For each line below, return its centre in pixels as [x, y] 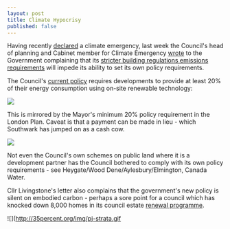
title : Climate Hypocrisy [44, 20]
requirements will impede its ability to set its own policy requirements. [106, 68]
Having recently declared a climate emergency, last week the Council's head [115, 46]
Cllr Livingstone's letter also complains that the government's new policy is [113, 190]
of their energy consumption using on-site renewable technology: [100, 88]
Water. [16, 177]
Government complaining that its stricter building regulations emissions [108, 61]
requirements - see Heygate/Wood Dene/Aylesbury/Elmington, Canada [107, 170]
